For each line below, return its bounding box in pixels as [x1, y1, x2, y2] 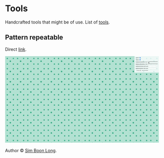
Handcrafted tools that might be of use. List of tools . [5, 19, 110, 25]
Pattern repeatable [5, 33, 63, 42]
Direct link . [5, 46, 27, 52]
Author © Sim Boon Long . [5, 148, 57, 154]
